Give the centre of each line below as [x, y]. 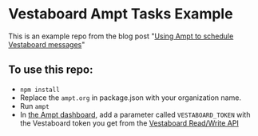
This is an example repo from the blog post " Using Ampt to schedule [121, 36]
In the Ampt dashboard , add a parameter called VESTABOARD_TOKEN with [135, 114]
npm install [40, 90]
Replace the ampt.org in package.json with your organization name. [131, 98]
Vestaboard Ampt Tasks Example [121, 14]
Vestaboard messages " [47, 44]
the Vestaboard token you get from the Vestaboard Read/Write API [129, 123]
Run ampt [34, 106]
